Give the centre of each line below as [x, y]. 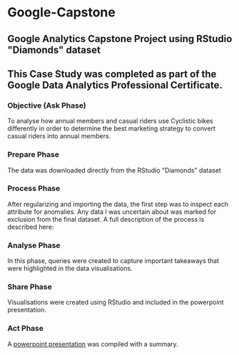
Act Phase [26, 329]
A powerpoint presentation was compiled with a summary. [93, 344]
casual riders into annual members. [59, 136]
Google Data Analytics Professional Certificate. [115, 85]
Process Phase [34, 188]
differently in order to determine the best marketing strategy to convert [112, 128]
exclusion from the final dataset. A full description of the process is [106, 219]
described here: [31, 227]
